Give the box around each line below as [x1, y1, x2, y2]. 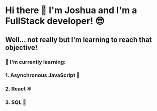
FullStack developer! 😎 [5, 15, 105, 27]
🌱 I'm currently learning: [5, 58, 66, 65]
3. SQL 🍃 [5, 99, 27, 106]
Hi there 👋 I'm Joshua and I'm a [5, 5, 137, 16]
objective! [5, 43, 38, 52]
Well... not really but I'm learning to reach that [5, 35, 152, 44]
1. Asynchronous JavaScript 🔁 [5, 72, 81, 79]
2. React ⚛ [5, 85, 32, 92]
